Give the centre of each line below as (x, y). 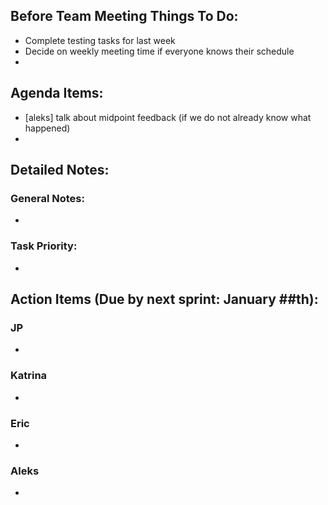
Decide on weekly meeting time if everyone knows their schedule (159, 51)
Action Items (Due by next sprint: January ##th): (164, 299)
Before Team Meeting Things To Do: (124, 16)
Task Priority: (44, 246)
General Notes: (47, 198)
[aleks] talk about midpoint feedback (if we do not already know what (168, 117)
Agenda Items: (57, 93)
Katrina (29, 376)
